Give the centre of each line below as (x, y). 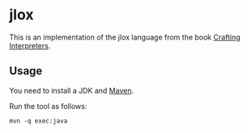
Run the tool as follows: (48, 106)
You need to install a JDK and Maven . (72, 90)
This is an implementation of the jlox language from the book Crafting (125, 37)
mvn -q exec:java (38, 121)
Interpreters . (30, 45)
